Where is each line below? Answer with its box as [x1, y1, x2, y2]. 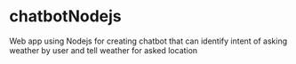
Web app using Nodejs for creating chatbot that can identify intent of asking [9, 36, 288, 46]
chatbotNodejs [9, 6, 122, 27]
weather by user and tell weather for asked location [9, 44, 198, 55]
